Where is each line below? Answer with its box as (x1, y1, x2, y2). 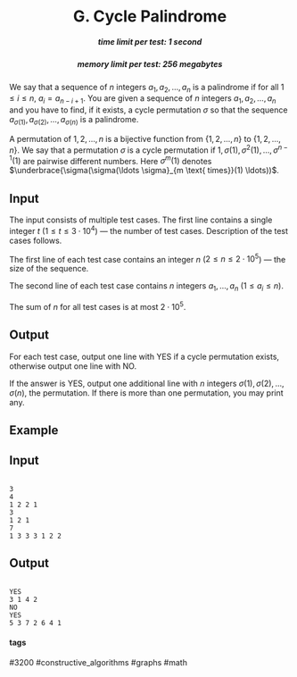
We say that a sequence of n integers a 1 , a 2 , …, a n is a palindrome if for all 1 (9, 81, 285, 95)
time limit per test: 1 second (97, 36, 202, 46)
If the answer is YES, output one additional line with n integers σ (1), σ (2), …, (9, 378, 285, 389)
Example (9, 422, 59, 439)
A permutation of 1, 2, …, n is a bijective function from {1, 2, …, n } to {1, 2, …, (9, 133, 281, 144)
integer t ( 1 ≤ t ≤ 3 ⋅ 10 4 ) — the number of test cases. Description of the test (9, 224, 288, 236)
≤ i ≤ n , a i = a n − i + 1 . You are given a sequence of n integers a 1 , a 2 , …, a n (9, 93, 276, 106)
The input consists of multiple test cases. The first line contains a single (9, 214, 273, 225)
